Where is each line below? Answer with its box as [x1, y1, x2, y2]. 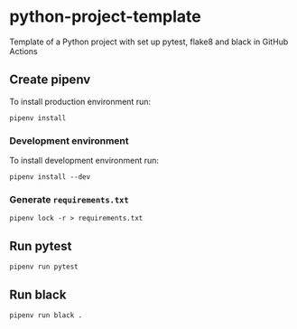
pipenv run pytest [9, 262, 79, 272]
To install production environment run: [9, 96, 152, 107]
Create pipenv [9, 72, 91, 88]
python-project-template [9, 6, 201, 27]
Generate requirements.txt [9, 193, 129, 205]
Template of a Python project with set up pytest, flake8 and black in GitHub [9, 36, 289, 47]
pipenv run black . [9, 310, 83, 320]
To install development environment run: [9, 155, 160, 166]
